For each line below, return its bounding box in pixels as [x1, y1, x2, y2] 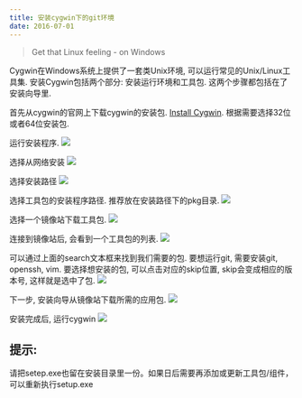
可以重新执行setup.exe [9, 379, 94, 390]
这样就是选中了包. [29, 274, 96, 285]
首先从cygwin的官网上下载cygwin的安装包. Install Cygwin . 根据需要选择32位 [9, 106, 291, 117]
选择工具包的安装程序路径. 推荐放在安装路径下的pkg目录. [9, 195, 220, 206]
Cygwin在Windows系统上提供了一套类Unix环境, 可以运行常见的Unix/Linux [9, 65, 283, 76]
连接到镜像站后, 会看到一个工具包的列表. [9, 233, 160, 244]
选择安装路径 [9, 175, 57, 186]
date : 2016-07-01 [9, 22, 75, 31]
